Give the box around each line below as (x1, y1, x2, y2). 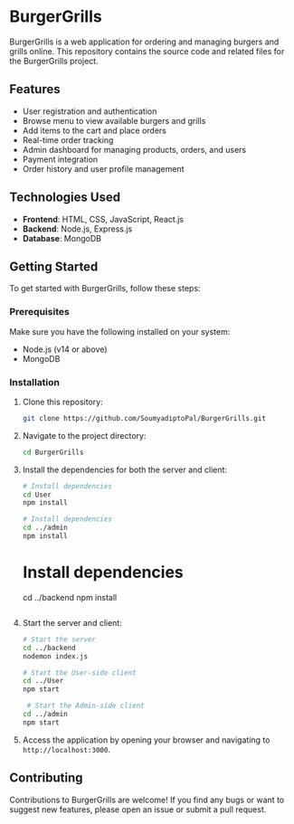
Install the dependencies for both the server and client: (22, 464, 228, 475)
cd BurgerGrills (22, 448, 84, 457)
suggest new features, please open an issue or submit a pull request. (9, 803, 267, 815)
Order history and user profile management (22, 163, 185, 174)
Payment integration (22, 154, 99, 165)
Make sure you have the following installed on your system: (9, 326, 231, 336)
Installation (9, 375, 61, 388)
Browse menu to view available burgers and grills (22, 115, 206, 126)
